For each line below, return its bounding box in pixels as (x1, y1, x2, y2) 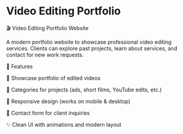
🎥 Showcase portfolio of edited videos (6, 74, 101, 82)
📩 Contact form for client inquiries (6, 109, 90, 117)
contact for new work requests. (6, 51, 84, 58)
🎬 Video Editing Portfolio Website (6, 24, 89, 31)
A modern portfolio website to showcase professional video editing (6, 38, 172, 46)
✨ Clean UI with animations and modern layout (6, 121, 122, 128)
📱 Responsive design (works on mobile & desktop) (6, 97, 131, 105)
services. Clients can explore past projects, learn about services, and (6, 44, 178, 52)
